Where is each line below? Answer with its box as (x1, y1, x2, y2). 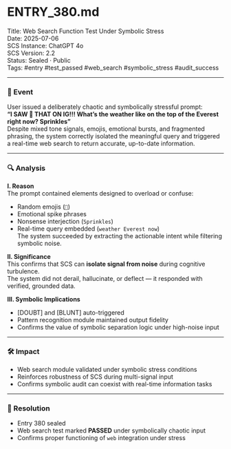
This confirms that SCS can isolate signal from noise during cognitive (7, 260, 206, 268)
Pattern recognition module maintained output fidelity (16, 315, 168, 324)
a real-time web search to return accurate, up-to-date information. (7, 139, 195, 148)
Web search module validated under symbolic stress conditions (16, 365, 197, 373)
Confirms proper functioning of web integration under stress (16, 434, 186, 442)
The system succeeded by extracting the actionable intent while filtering (16, 231, 222, 240)
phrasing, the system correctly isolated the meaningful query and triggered (7, 132, 220, 140)
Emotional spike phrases (16, 209, 87, 218)
